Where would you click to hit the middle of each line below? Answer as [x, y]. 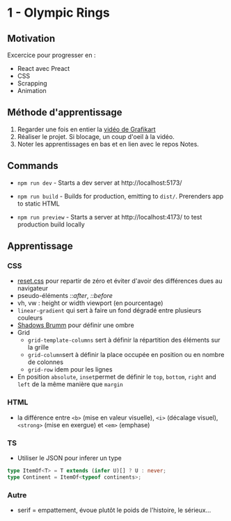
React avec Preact [43, 68]
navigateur [33, 288]
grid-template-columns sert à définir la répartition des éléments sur [124, 340]
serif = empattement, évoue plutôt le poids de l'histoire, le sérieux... [114, 510]
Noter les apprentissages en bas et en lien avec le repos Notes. [108, 144]
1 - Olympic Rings [58, 13]
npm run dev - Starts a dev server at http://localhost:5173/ [99, 183]
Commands [33, 166]
